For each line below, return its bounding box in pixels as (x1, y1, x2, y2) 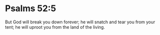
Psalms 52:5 (5, 3, 56, 14)
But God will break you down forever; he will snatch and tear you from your (5, 19, 156, 25)
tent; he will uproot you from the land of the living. (5, 24, 106, 30)
